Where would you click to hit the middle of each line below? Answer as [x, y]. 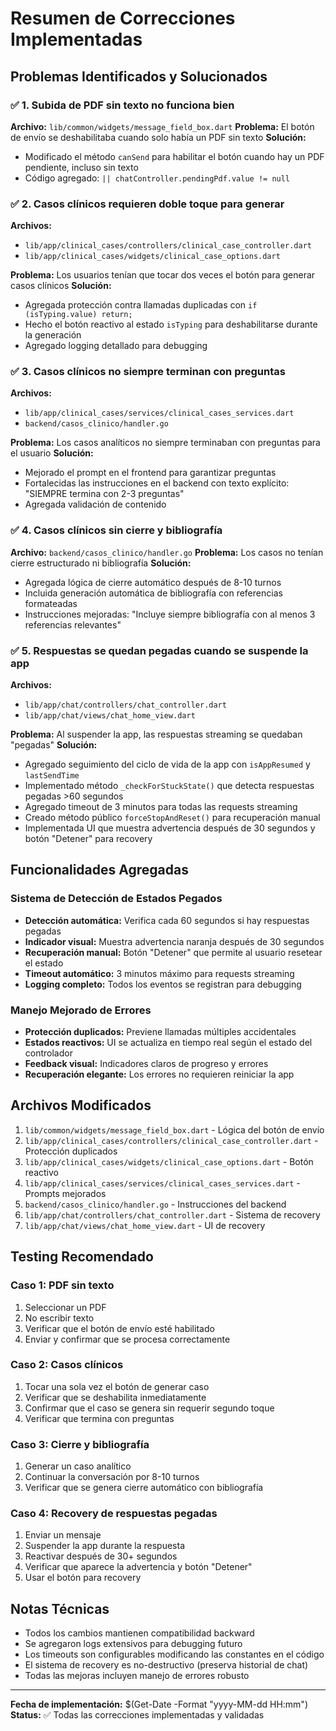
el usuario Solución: [52, 453]
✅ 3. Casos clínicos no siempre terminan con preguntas [148, 372]
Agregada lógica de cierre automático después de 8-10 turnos [153, 582]
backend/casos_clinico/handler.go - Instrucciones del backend [155, 1204]
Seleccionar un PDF [65, 1307]
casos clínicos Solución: [61, 286]
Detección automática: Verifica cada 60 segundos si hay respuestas [167, 920]
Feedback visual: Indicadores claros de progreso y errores [146, 1064]
